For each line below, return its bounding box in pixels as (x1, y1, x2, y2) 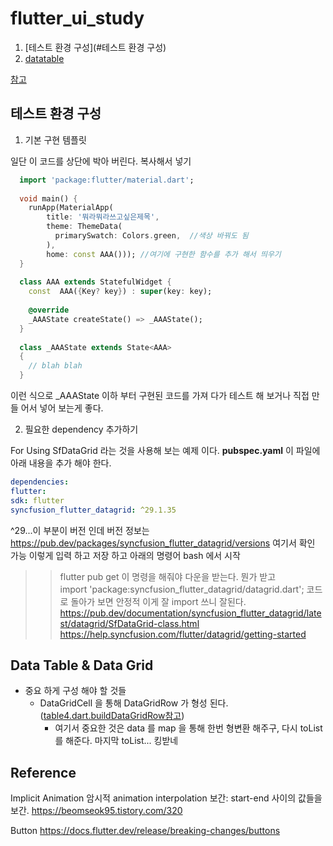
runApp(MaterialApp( (28, 203, 114, 213)
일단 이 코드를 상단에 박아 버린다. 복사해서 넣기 (10, 155, 192, 167)
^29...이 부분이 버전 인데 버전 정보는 (10, 524, 150, 536)
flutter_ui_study (10, 7, 145, 30)
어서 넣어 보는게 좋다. (20, 402, 104, 414)
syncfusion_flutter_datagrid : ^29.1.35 (10, 505, 177, 515)
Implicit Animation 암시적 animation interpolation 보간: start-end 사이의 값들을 (10, 792, 323, 804)
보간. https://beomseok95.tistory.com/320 (10, 805, 183, 817)
